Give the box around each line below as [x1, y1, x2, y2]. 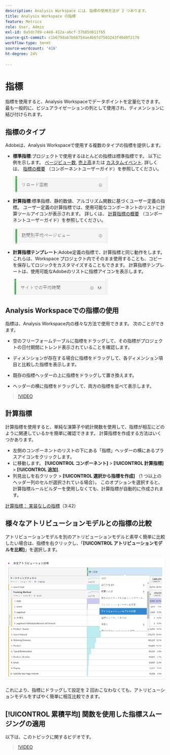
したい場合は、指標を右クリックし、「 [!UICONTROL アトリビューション [5, 540, 154, 546]
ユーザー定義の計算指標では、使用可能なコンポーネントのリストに [22, 204, 161, 211]
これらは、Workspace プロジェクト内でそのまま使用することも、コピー [12, 255, 162, 262]
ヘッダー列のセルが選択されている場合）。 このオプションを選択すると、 [12, 479, 163, 485]
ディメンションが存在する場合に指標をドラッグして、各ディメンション [12, 355, 159, 361]
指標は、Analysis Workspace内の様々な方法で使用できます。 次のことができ [5, 321, 164, 327]
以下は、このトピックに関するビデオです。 [5, 734, 94, 740]
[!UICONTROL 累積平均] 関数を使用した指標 [5, 710, 142, 718]
